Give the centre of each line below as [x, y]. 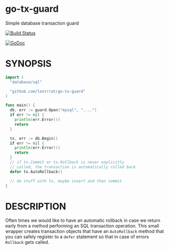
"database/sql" [26, 82]
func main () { [20, 106]
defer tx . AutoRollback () [36, 172]
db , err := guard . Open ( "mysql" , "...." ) [53, 110]
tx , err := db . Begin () [34, 138]
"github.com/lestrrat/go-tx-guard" [48, 91]
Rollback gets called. [27, 242]
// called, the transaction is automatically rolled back [73, 167]
